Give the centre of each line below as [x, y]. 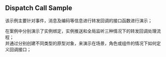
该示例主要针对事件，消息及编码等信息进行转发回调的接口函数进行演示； [79, 20]
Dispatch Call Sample [39, 8]
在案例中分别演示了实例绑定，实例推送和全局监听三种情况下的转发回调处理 [81, 31]
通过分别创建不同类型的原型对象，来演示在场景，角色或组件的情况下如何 [83, 43]
